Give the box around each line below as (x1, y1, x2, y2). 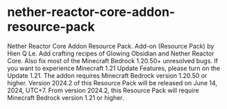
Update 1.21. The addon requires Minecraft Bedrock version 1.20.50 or (7, 71, 208, 80)
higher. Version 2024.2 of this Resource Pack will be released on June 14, (7, 78, 217, 87)
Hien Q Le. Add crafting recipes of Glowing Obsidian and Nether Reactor (7, 49, 215, 58)
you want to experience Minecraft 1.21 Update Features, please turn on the (7, 64, 221, 72)
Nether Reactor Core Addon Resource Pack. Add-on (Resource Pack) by (7, 42, 215, 50)
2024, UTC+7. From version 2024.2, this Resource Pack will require (7, 86, 199, 94)
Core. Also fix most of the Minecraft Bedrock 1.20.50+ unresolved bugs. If (7, 56, 219, 65)
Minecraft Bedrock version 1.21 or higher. (7, 93, 124, 101)
